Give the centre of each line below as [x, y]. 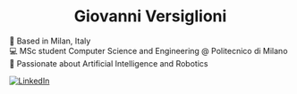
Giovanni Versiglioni [150, 16]
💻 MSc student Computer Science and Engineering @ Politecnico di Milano [148, 51]
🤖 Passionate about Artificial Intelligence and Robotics [109, 63]
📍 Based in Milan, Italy [50, 41]
